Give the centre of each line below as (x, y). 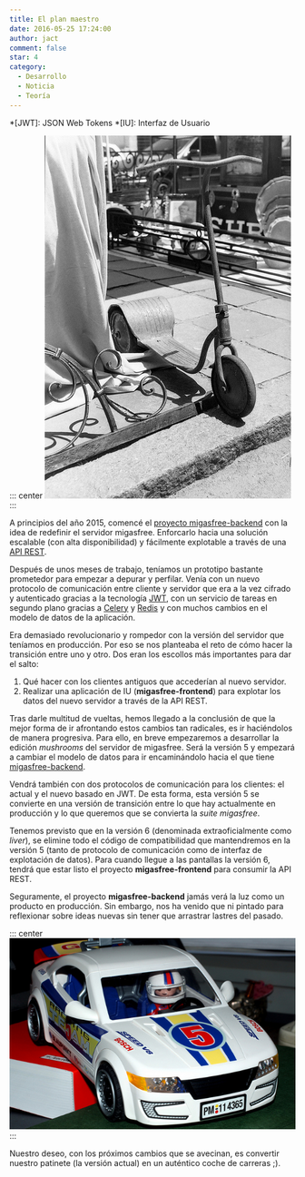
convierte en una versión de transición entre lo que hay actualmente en (143, 803)
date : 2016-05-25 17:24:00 (60, 29)
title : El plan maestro (54, 19)
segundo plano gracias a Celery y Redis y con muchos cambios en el (138, 607)
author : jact (34, 38)
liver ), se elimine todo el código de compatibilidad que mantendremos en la (150, 840)
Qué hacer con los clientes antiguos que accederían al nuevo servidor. (154, 682)
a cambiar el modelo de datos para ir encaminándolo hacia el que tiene (142, 757)
